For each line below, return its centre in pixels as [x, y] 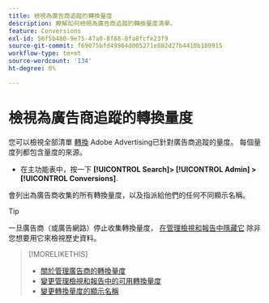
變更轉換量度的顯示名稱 [79, 291]
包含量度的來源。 [58, 152]
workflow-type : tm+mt [45, 53]
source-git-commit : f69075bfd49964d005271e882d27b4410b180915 [115, 46]
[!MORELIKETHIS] [58, 254]
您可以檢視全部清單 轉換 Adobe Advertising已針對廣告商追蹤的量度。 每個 [131, 141]
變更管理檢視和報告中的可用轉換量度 [101, 280]
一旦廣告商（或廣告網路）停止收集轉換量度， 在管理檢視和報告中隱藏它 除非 [134, 228]
